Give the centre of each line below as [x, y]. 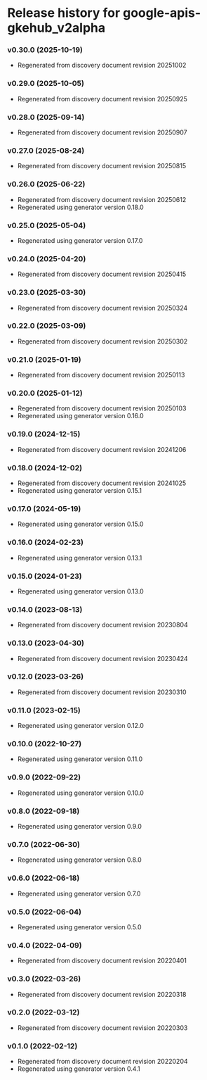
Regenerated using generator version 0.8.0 [79, 860]
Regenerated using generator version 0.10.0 [80, 793]
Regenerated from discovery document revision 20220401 [102, 961]
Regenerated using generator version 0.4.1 [79, 1069]
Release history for [64, 13]
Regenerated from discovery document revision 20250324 [102, 308]
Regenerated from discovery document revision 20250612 [102, 199]
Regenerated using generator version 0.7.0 [79, 893]
